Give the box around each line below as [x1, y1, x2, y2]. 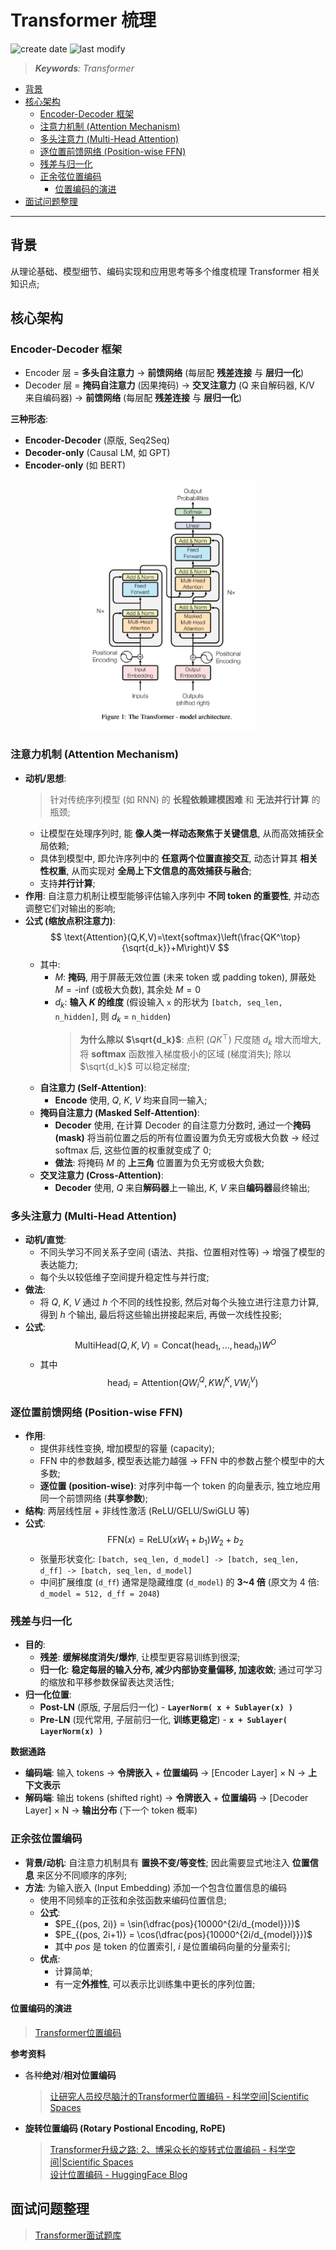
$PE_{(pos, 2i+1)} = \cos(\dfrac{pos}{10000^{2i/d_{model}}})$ [54, 1928, 313, 1940]
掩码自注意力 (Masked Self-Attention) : [39, 1106, 200, 1118]
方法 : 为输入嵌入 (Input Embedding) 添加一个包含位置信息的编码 [24, 1881, 288, 1893]
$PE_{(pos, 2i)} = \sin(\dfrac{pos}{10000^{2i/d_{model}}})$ [54, 1917, 301, 1930]
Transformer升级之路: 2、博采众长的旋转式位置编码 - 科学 [49, 2143, 287, 2155]
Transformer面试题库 [34, 2229, 122, 2241]
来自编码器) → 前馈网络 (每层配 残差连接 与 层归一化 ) [24, 392, 243, 404]
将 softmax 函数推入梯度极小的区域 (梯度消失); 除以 [79, 1047, 292, 1060]
